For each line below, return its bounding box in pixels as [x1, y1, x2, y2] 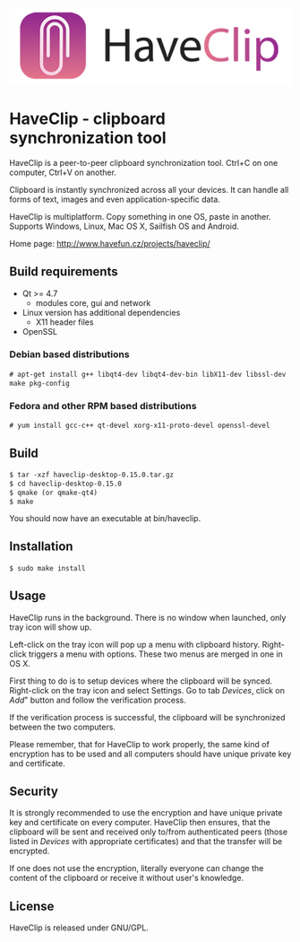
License [9, 898, 55, 913]
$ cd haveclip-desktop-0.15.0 [9, 479, 123, 488]
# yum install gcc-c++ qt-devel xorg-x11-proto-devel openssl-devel [9, 421, 270, 431]
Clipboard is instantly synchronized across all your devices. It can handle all [9, 184, 289, 195]
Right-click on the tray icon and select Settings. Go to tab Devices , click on [9, 685, 285, 695]
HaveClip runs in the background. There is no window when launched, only [9, 612, 287, 623]
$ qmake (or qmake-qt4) [9, 488, 99, 497]
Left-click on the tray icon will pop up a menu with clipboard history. [9, 639, 261, 650]
